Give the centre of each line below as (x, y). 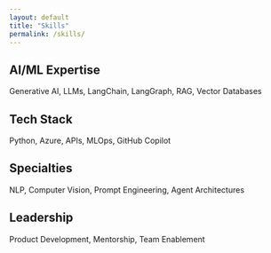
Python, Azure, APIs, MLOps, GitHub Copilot (90, 140)
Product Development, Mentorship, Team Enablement (108, 239)
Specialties (41, 168)
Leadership (41, 218)
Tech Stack (41, 119)
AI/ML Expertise (55, 70)
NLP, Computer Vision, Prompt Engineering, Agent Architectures (127, 190)
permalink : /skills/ (48, 34)
